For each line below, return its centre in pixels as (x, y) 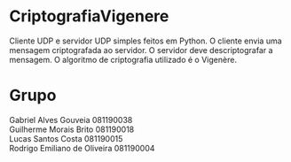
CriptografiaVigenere (89, 16)
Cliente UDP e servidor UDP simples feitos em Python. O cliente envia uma (145, 41)
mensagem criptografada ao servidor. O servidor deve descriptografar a (141, 50)
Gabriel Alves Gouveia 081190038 (71, 120)
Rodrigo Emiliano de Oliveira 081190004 (82, 148)
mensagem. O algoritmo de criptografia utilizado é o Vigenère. (123, 59)
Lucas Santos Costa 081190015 (66, 138)
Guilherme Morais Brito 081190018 (72, 129)
